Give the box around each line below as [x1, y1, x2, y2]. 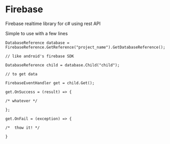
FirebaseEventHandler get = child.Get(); [5, 80, 95, 85]
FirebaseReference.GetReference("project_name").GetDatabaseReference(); [5, 44, 166, 50]
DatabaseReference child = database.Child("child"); [5, 62, 120, 67]
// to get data [5, 71, 38, 77]
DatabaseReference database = [5, 40, 70, 45]
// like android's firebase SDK [5, 54, 74, 59]
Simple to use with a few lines [5, 30, 68, 36]
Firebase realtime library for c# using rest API [5, 20, 101, 27]
